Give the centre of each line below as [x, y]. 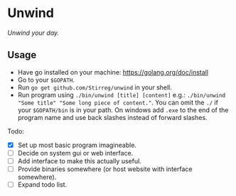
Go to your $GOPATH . [46, 80]
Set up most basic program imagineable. [77, 145]
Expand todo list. [42, 185]
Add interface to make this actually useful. [80, 160]
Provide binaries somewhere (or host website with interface [105, 169]
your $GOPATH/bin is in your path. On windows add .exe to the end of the [123, 110]
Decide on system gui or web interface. [75, 153]
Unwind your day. [33, 33]
